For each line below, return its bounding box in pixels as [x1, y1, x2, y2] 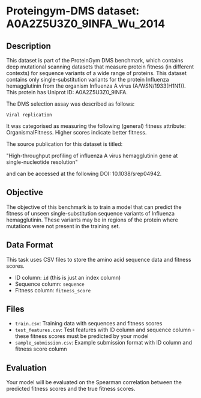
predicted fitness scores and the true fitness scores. [6, 385, 136, 393]
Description [6, 41, 51, 51]
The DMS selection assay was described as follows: [6, 100, 135, 107]
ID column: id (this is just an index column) [14, 274, 121, 281]
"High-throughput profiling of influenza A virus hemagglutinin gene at [6, 152, 178, 159]
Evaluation [6, 363, 47, 373]
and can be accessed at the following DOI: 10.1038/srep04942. [6, 170, 162, 177]
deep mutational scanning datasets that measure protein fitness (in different [6, 63, 194, 70]
